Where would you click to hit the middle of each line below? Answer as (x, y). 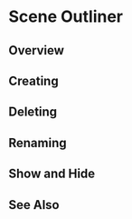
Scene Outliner (66, 17)
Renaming (38, 143)
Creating (34, 80)
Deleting (33, 112)
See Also (34, 205)
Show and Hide (52, 174)
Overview (37, 50)
